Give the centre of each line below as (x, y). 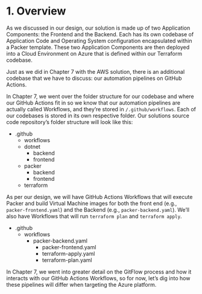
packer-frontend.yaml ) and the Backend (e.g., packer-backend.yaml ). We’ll (98, 209)
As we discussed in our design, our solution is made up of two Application (98, 28)
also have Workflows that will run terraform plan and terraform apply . (94, 216)
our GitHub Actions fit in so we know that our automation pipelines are (93, 103)
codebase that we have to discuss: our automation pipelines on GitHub (94, 78)
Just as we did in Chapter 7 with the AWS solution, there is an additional (96, 71)
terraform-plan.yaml (67, 260)
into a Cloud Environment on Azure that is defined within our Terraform (94, 53)
